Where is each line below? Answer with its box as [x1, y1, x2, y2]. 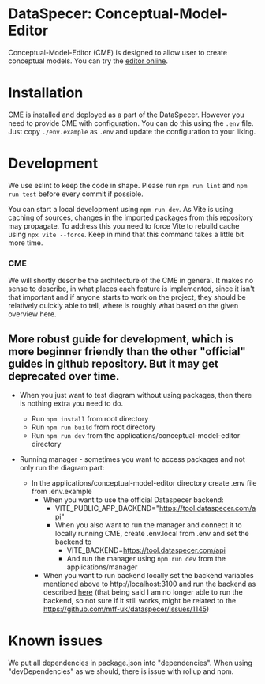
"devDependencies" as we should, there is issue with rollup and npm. [8, 666, 234, 676]
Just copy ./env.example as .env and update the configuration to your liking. [8, 127, 256, 136]
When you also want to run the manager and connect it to [54, 520, 242, 530]
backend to [54, 537, 92, 546]
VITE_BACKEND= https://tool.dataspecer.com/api [66, 545, 226, 554]
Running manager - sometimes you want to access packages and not [19, 454, 246, 463]
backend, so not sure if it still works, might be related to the [43, 595, 237, 605]
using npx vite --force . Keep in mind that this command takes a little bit [8, 229, 244, 239]
